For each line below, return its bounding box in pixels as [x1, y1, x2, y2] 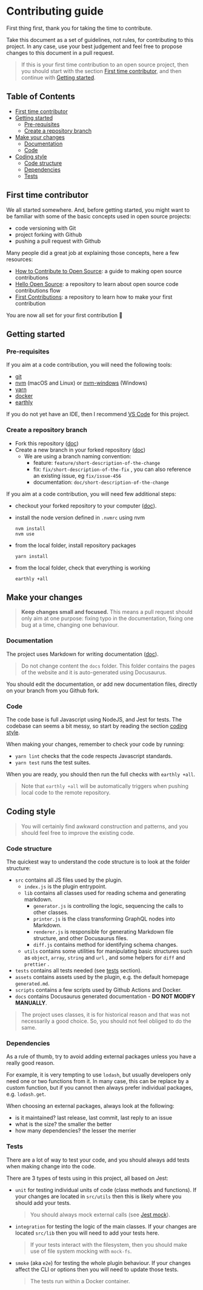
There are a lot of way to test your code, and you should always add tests [6, 1156, 190, 1163]
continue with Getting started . [21, 74, 96, 81]
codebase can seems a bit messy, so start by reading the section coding [6, 722, 188, 730]
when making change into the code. [6, 1162, 96, 1170]
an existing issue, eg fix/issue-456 [33, 472, 121, 479]
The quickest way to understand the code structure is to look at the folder [6, 858, 190, 865]
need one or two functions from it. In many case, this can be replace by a [6, 1078, 189, 1085]
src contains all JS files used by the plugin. [15, 876, 123, 884]
